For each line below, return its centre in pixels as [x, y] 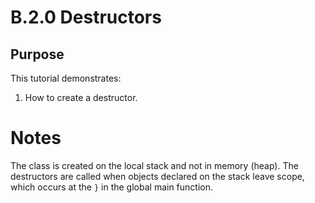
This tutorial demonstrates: [66, 78]
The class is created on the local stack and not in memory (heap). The [154, 165]
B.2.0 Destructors [86, 17]
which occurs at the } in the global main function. [112, 187]
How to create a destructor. [81, 97]
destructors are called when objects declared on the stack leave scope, [157, 176]
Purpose [37, 54]
